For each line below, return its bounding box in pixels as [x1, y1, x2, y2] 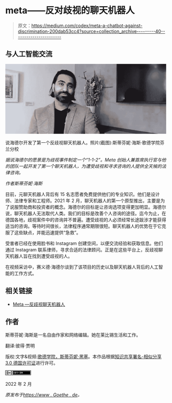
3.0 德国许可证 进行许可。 [5, 360, 58, 366]
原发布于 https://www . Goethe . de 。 [5, 392, 83, 398]
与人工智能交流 [5, 49, 53, 59]
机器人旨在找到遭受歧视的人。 [9, 253, 72, 259]
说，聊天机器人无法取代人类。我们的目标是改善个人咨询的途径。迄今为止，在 [5, 210, 166, 216]
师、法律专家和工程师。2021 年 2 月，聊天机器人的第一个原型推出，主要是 [5, 197, 161, 204]
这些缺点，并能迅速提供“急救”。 [14, 229, 81, 235]
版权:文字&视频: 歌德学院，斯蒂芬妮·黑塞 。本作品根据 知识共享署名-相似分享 [5, 354, 162, 360]
